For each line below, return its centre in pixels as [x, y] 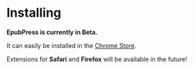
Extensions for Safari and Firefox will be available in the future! [97, 59]
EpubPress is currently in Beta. [52, 32]
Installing [34, 13]
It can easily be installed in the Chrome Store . [72, 45]
